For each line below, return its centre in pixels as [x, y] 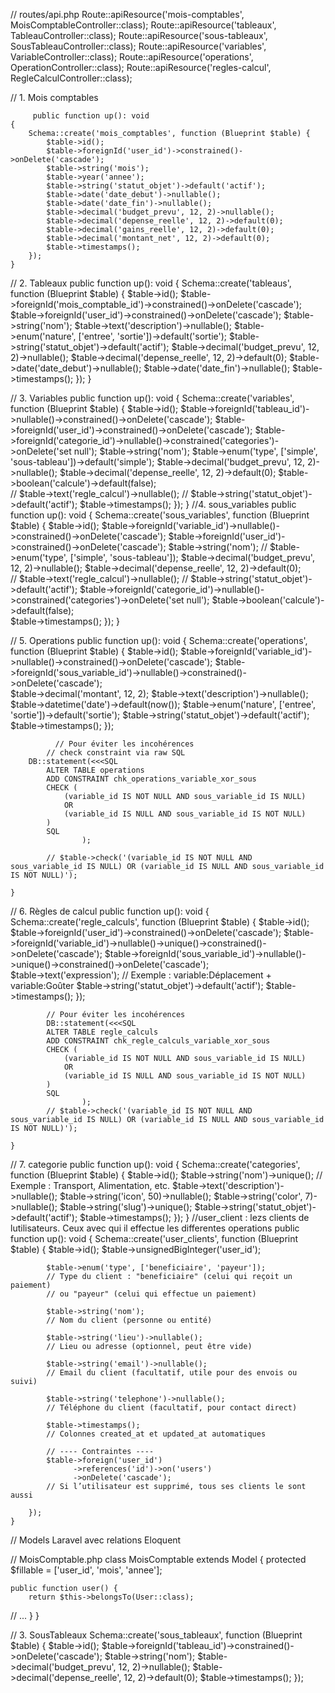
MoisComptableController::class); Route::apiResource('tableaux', [143, 25]
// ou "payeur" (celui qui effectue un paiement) [151, 1294]
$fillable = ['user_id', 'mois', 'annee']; [86, 1570]
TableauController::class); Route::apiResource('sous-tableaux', [139, 35]
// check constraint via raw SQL [116, 753]
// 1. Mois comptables [54, 97]
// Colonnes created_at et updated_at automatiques [156, 1434]
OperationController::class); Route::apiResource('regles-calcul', [141, 67]
